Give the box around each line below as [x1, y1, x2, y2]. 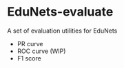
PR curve [17, 39, 43, 48]
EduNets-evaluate [7, 4, 114, 20]
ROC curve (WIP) [17, 47, 66, 55]
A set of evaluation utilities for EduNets [7, 27, 118, 35]
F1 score [17, 54, 41, 62]
